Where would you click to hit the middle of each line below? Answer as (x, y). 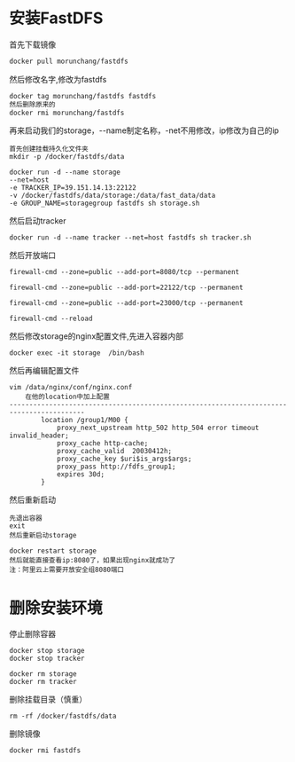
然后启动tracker (38, 221)
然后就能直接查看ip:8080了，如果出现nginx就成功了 (92, 561)
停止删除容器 (32, 634)
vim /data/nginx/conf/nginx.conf (71, 388)
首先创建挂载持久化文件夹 (49, 149)
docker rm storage (43, 674)
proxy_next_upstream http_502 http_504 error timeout (158, 428)
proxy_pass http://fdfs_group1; (116, 467)
